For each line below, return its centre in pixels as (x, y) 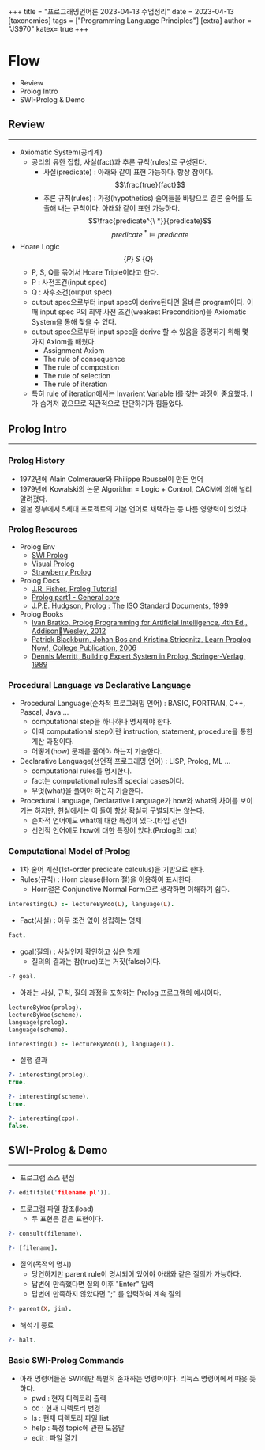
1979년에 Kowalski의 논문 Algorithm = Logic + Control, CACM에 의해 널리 (136, 488)
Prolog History (37, 461)
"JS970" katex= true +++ (49, 29)
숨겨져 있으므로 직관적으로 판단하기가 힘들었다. (112, 404)
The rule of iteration (75, 384)
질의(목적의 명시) (46, 1264)
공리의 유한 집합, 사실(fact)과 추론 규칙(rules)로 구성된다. (119, 161)
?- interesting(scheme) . (49, 1097)
